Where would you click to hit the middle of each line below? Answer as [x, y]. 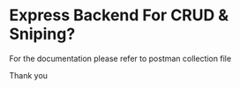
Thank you [29, 75]
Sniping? [42, 34]
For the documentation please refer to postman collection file [120, 58]
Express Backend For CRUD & [119, 15]
